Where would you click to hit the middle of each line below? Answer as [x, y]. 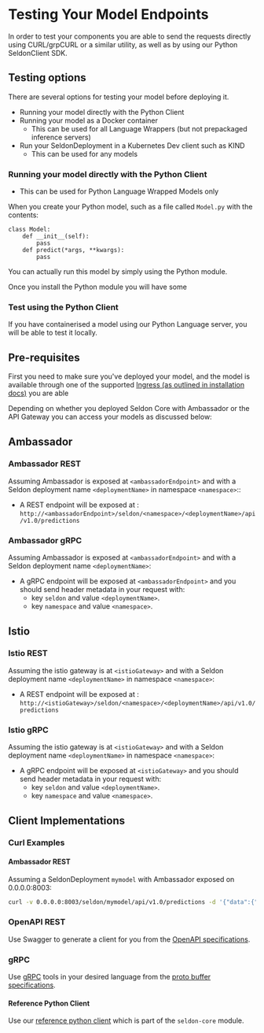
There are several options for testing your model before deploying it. [119, 97]
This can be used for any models [84, 154]
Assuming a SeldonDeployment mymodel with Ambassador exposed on [121, 879]
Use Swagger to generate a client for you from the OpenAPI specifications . [129, 939]
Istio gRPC [28, 730]
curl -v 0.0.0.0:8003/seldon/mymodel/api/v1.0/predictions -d [112, 902]
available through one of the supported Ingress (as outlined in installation [126, 385]
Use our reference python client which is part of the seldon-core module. [126, 1020]
